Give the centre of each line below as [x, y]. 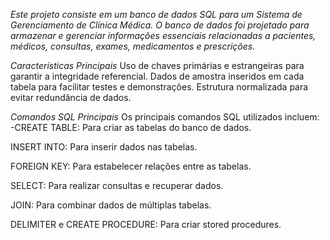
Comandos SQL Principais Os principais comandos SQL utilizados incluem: [165, 117]
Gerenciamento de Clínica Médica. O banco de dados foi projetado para [160, 25]
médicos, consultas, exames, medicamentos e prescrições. [133, 46]
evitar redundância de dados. [71, 97]
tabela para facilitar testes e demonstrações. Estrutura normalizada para [159, 87]
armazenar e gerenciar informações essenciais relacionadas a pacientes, [163, 35]
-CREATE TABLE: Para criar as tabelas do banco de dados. [131, 127]
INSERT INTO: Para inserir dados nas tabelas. [104, 147]
